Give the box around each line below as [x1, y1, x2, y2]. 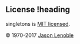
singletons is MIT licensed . [5, 20, 71, 27]
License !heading [5, 5, 71, 15]
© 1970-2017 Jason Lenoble [5, 32, 74, 39]
